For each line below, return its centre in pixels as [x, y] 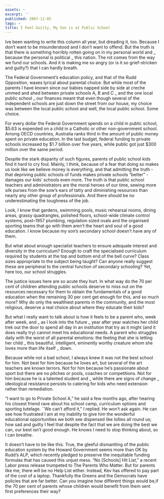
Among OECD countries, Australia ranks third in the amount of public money [82, 134]
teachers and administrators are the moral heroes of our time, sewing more [81, 185]
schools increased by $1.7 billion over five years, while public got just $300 [81, 144]
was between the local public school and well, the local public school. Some [82, 109]
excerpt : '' [17, 14]
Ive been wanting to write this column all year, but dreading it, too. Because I [82, 42]
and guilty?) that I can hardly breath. [42, 68]
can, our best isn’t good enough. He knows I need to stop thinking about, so [82, 430]
